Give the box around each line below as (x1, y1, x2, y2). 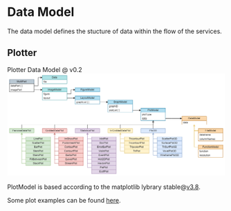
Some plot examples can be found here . (7, 196, 121, 205)
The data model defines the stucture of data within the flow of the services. (7, 27, 223, 35)
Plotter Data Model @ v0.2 (7, 65, 83, 73)
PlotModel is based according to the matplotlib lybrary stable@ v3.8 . (7, 183, 201, 191)
